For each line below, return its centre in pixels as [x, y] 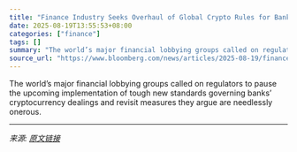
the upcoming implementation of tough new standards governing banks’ [141, 93]
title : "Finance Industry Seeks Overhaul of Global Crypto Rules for [140, 17]
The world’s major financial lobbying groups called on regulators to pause [143, 84]
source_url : [31, 58]
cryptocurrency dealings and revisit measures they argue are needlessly [141, 102]
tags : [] [25, 42]
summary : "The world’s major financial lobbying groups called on [134, 50]
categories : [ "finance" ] [55, 34]
